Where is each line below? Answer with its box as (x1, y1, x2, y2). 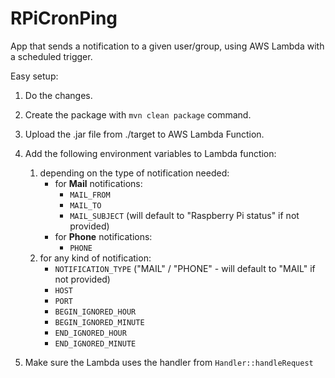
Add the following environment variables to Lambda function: (24, 147, 277, 159)
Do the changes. (24, 89, 93, 101)
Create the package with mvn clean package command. (24, 108, 252, 121)
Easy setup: (10, 70, 59, 82)
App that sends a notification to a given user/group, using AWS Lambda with (10, 40, 325, 52)
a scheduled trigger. (10, 50, 93, 62)
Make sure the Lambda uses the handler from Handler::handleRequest (24, 356, 314, 368)
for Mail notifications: (54, 177, 143, 189)
